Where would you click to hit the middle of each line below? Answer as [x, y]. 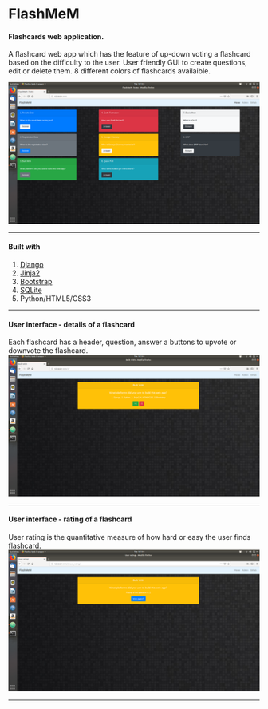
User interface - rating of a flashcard [70, 519]
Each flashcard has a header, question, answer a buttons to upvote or [122, 342]
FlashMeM [44, 14]
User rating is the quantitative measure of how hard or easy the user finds [130, 537]
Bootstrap [36, 282]
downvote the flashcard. [48, 351]
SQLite [31, 290]
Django [32, 265]
